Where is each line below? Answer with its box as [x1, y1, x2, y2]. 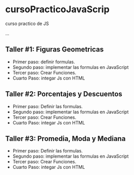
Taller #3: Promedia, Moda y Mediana [5, 134, 126, 143]
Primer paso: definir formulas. [12, 59, 75, 65]
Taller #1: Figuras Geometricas [5, 45, 104, 54]
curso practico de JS [5, 20, 49, 27]
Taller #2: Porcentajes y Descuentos [5, 90, 123, 98]
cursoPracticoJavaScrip [5, 4, 110, 15]
